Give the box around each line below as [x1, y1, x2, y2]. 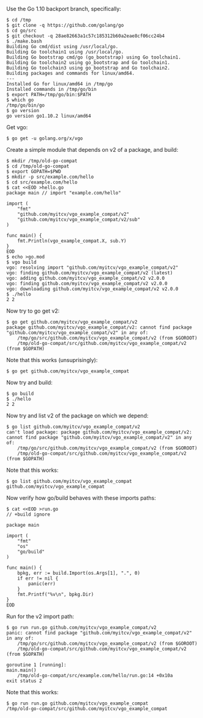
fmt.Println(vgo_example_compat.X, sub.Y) [17, 238, 127, 244]
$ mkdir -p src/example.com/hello [6, 174, 94, 180]
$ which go [6, 97, 34, 103]
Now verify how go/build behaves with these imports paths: [6, 494, 157, 502]
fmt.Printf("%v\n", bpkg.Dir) [17, 591, 94, 597]
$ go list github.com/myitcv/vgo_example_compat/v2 [6, 424, 140, 430]
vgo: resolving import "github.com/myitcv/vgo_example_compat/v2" [6, 265, 179, 271]
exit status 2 [6, 678, 43, 684]
